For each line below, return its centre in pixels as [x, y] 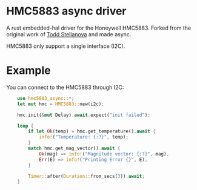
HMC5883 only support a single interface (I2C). [66, 46]
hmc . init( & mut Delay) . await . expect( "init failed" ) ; [84, 115]
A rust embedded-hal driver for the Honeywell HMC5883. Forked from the [99, 28]
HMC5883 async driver [66, 11]
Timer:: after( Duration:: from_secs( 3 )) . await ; [87, 176]
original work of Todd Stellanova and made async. [69, 34]
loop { [25, 126]
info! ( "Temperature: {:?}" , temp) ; [84, 137]
